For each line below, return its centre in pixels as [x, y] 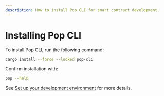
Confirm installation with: [32, 69]
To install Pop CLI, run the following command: [55, 50]
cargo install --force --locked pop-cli [49, 59]
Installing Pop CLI [43, 35]
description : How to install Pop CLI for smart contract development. [83, 10]
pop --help [17, 78]
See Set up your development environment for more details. [69, 88]
